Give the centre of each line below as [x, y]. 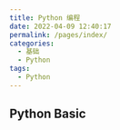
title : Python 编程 [45, 18]
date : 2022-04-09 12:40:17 [60, 26]
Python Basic [48, 114]
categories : [32, 43]
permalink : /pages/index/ [58, 35]
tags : [20, 69]
